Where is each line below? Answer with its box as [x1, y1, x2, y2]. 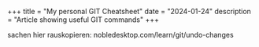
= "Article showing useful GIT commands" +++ [7, 15, 159, 24]
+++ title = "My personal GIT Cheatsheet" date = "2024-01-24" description [7, 7, 251, 16]
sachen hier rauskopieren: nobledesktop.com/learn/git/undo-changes [7, 31, 234, 39]
